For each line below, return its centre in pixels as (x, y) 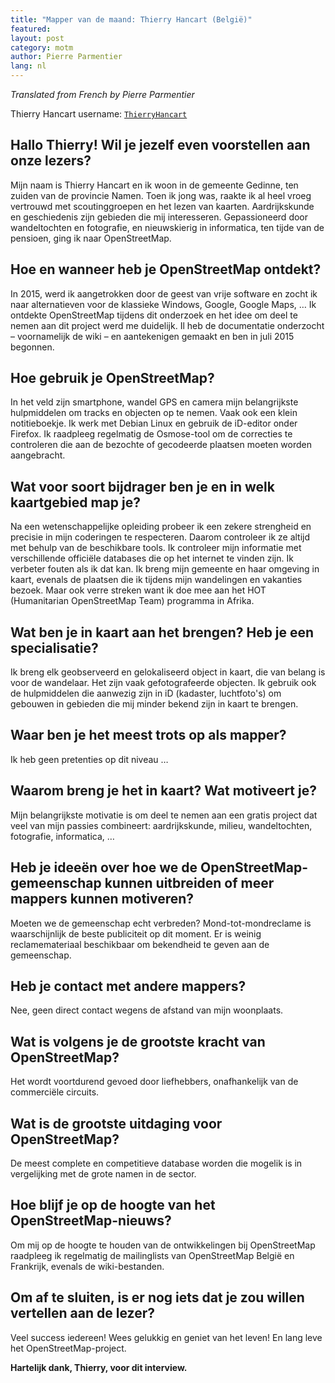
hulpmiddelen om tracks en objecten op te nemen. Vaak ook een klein (154, 413)
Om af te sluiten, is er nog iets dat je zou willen (157, 1297)
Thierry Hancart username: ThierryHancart (99, 114)
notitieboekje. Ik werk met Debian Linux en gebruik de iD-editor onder (154, 423)
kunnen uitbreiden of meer (189, 883)
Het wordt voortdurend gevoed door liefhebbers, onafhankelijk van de (154, 1082)
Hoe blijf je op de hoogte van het (113, 1205)
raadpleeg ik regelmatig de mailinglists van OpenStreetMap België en (152, 1255)
